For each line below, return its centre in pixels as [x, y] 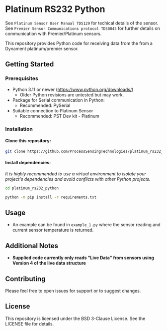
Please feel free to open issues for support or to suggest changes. [73, 291]
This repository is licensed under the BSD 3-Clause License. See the [75, 319]
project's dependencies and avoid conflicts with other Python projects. [78, 179]
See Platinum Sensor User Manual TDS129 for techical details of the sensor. [82, 23]
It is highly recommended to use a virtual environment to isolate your [76, 174]
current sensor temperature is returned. [53, 230]
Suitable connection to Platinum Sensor [53, 110]
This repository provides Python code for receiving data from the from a [79, 43]
